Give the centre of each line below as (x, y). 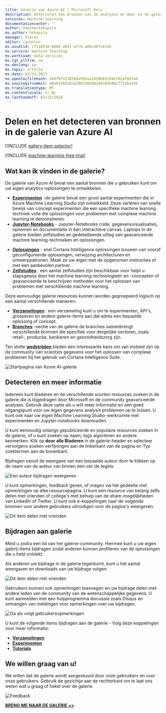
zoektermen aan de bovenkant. (37, 451)
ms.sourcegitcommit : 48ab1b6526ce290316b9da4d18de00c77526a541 (72, 83)
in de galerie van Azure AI (59, 132)
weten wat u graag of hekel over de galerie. (49, 686)
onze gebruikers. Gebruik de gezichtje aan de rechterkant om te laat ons (79, 681)
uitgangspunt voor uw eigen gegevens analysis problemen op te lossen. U (81, 410)
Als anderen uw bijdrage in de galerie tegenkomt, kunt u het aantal (73, 563)
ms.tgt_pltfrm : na (24, 60)
